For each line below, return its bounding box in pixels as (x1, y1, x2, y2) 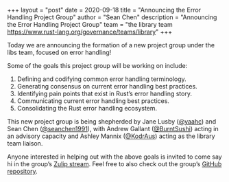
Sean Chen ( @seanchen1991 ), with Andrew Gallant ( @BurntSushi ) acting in (7, 125, 219, 133)
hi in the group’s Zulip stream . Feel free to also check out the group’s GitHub (7, 160, 222, 168)
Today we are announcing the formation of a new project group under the (7, 41, 215, 49)
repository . (7, 168, 38, 175)
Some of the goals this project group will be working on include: (7, 62, 188, 69)
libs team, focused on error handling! (7, 48, 112, 56)
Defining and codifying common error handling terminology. (16, 75, 186, 83)
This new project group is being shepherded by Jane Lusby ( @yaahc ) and (7, 117, 217, 126)
